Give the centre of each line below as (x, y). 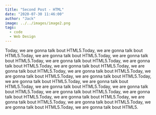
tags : (10, 28)
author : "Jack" (20, 18)
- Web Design (23, 37)
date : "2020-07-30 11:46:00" (35, 14)
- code (16, 32)
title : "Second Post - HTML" (35, 9)
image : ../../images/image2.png (38, 23)
